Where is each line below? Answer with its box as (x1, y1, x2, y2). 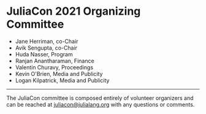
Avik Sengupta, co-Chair (15, 44, 78, 51)
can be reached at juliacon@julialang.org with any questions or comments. (6, 101, 195, 108)
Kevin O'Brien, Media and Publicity (15, 70, 103, 77)
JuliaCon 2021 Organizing (6, 4, 141, 18)
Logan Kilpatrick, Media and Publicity (15, 77, 110, 84)
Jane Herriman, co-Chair (15, 37, 78, 45)
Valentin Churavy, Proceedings (15, 63, 94, 71)
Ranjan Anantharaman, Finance (15, 57, 94, 64)
